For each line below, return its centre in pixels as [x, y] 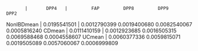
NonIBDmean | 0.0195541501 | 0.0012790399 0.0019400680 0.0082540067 [99, 24]
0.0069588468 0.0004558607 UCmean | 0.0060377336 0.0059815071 [93, 37]
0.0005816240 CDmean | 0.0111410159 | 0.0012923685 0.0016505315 [92, 30]
